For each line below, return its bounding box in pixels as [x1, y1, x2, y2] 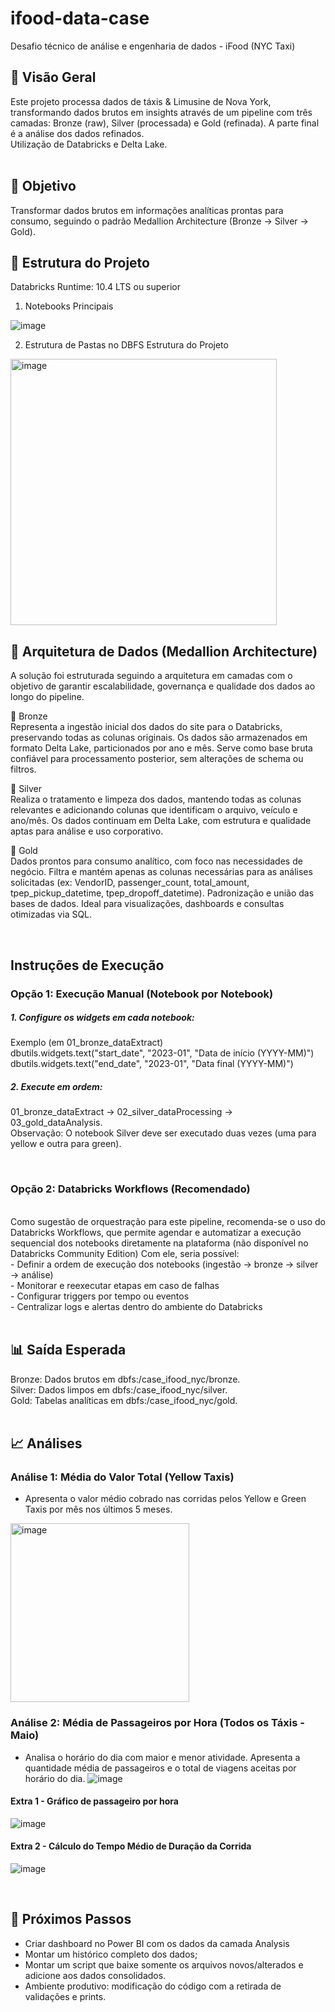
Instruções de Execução [10, 957, 165, 974]
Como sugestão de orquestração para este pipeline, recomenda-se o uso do [10, 1215, 326, 1227]
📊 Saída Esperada [10, 1342, 127, 1359]
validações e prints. [24, 1990, 107, 2002]
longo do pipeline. [10, 691, 85, 703]
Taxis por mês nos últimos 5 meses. [24, 1503, 173, 1516]
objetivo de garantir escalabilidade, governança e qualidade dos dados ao [10, 680, 316, 692]
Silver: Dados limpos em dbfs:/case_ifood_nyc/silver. [10, 1383, 228, 1396]
